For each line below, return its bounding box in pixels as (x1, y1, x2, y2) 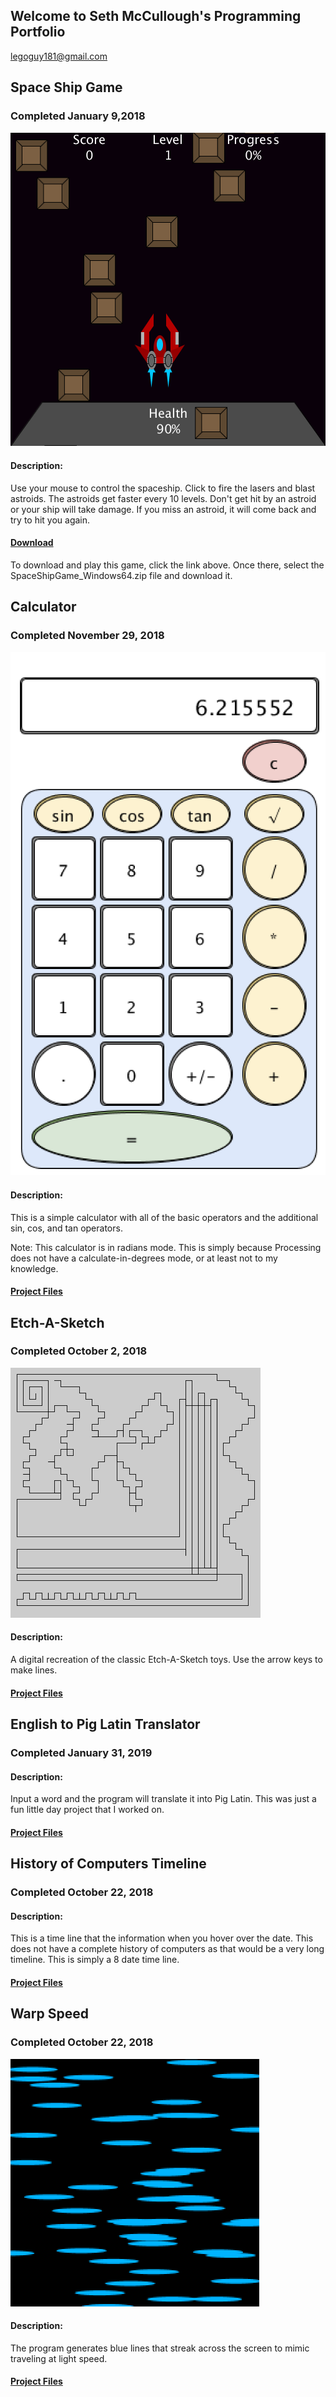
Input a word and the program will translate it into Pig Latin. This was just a (10, 1793, 317, 1805)
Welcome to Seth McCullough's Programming (10, 8, 302, 25)
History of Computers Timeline (10, 1855, 207, 1873)
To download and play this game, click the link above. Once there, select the (10, 559, 325, 571)
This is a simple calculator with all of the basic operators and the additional (10, 1211, 319, 1223)
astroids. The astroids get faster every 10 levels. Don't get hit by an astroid (10, 492, 317, 504)
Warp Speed (10, 2005, 89, 2023)
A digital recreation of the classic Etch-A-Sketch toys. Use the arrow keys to (10, 1654, 323, 1665)
